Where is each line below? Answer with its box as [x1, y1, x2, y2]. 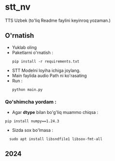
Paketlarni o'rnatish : [12, 49, 53, 55]
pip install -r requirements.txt [12, 59, 80, 64]
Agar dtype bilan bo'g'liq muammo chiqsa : [12, 110, 99, 115]
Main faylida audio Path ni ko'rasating [12, 72, 87, 79]
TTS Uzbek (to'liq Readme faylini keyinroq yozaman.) [5, 17, 111, 23]
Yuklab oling [12, 44, 37, 50]
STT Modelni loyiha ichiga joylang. [12, 67, 81, 73]
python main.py [12, 87, 43, 92]
